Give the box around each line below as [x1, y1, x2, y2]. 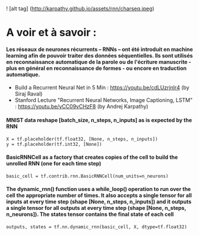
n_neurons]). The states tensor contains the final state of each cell [6, 211, 174, 218]
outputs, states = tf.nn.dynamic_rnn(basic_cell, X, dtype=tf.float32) [6, 224, 187, 230]
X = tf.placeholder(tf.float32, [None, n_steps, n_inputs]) [6, 136, 159, 142]
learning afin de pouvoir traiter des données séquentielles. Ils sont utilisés [6, 52, 193, 59]
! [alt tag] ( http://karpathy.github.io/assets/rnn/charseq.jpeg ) [6, 5, 154, 12]
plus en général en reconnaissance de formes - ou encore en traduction [6, 65, 187, 72]
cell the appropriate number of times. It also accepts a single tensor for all [6, 192, 192, 199]
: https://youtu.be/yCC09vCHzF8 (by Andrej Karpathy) [14, 103, 149, 110]
